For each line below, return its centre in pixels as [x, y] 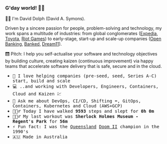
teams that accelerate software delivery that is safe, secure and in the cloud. [83, 66]
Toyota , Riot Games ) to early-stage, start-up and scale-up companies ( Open [83, 39]
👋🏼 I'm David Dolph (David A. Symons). [45, 19]
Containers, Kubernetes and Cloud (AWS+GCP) [67, 106]
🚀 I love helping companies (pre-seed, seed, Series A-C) [84, 76]
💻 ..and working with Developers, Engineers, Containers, [85, 87]
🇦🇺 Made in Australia [40, 137]
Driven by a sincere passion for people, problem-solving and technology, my [83, 28]
